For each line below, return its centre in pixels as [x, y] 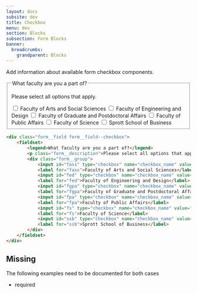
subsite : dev [22, 17]
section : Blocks [26, 33]
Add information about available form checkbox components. [80, 72]
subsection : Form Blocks [36, 39]
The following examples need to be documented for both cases [83, 273]
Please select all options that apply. [54, 96]
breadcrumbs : [27, 50]
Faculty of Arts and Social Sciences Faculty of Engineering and [101, 109]
